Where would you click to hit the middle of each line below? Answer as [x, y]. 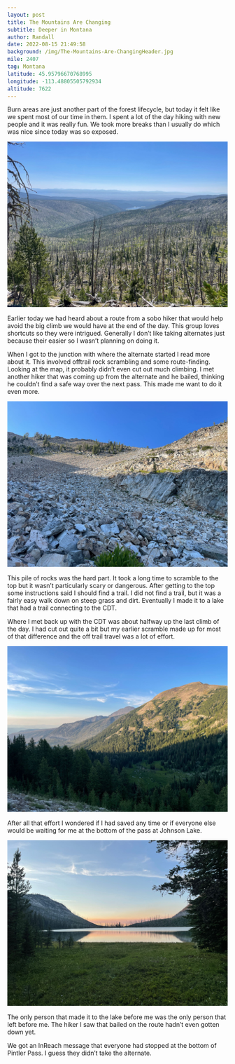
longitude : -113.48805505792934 [54, 81]
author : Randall [31, 37]
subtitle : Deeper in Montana [50, 29]
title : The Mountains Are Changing [59, 22]
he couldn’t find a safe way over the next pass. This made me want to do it [115, 384]
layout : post [26, 15]
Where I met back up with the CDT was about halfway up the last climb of [113, 622]
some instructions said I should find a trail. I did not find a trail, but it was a [114, 593]
